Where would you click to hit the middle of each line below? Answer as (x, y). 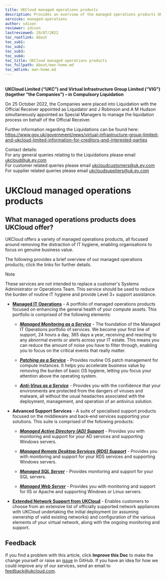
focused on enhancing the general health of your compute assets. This (84, 309)
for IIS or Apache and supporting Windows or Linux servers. (81, 491)
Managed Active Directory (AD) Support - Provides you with (82, 431)
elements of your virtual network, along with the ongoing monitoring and (86, 522)
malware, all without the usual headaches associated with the (82, 396)
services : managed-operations (36, 19)
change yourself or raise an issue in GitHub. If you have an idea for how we (82, 560)
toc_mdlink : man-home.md (31, 70)
